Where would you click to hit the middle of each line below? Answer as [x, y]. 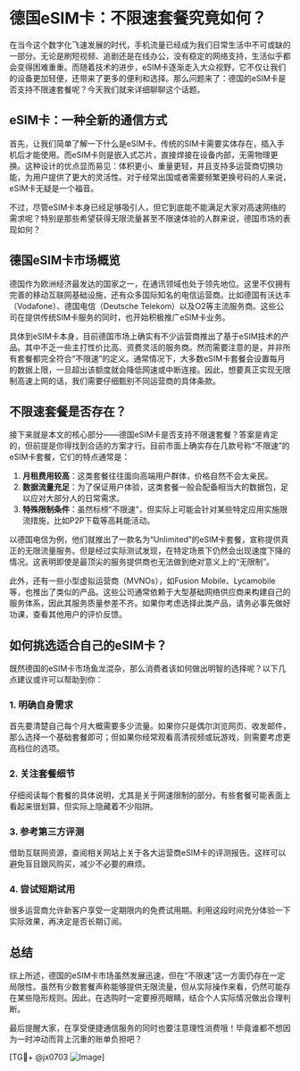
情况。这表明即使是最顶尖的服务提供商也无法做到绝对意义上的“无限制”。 [142, 562]
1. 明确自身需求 [42, 705]
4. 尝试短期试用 [42, 889]
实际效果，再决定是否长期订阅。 [68, 922]
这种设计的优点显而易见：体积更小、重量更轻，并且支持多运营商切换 [150, 165]
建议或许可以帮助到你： [60, 680]
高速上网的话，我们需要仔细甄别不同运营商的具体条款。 [118, 381]
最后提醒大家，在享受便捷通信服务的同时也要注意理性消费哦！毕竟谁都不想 [146, 1028]
